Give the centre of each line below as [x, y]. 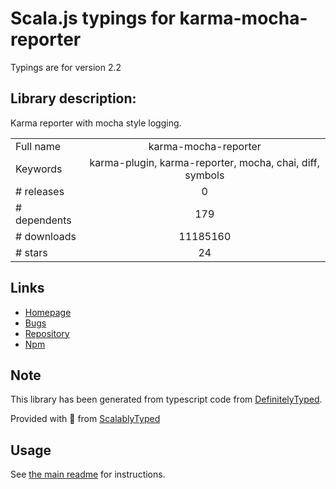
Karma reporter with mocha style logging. [96, 123]
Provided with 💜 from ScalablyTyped [85, 419]
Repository [47, 333]
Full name [38, 146]
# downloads [46, 236]
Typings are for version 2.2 [66, 67]
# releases [40, 191]
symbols [204, 175]
